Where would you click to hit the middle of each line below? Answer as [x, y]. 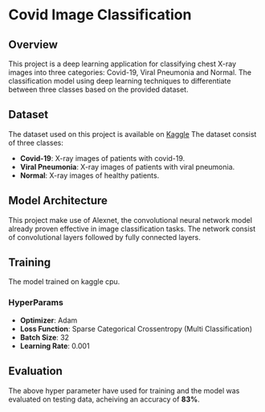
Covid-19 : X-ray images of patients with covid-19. [102, 158]
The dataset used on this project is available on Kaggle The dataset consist [132, 134]
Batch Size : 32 [45, 337]
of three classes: [36, 142]
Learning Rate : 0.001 [55, 346]
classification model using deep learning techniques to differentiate [120, 81]
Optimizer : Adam [49, 320]
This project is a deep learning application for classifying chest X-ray [122, 64]
